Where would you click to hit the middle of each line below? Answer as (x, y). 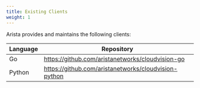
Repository (118, 49)
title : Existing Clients (37, 12)
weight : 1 (18, 17)
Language (24, 49)
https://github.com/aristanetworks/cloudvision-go (114, 59)
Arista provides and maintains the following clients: (69, 34)
